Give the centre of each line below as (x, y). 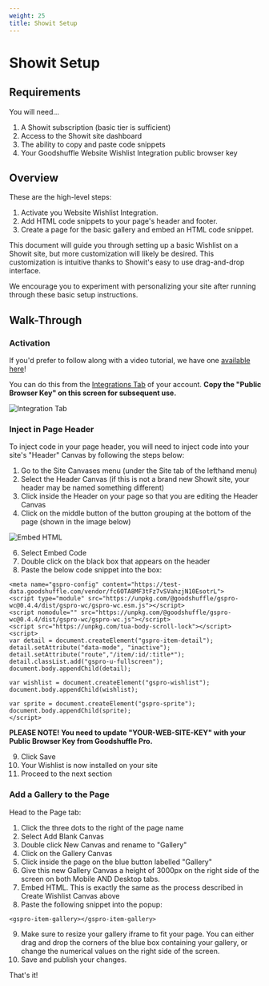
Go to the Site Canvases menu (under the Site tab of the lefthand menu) (139, 471)
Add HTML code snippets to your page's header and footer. (119, 221)
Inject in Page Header (52, 429)
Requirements (45, 93)
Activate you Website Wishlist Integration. (89, 212)
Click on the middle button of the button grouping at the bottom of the (136, 513)
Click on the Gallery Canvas (66, 853)
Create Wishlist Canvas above (70, 895)
